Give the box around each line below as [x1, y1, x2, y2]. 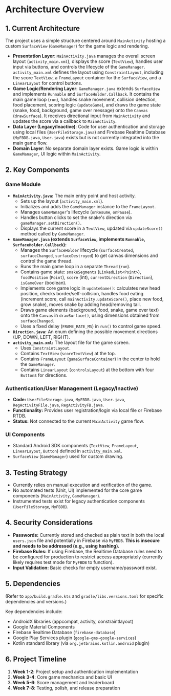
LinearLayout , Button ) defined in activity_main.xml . [12, 448, 123, 454]
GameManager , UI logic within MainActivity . [12, 151, 101, 157]
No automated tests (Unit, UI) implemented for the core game [12, 487, 142, 493]
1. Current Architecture [5, 24, 80, 33]
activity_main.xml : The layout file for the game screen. [12, 339, 130, 345]
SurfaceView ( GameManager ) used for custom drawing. [12, 453, 124, 460]
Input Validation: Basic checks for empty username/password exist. [12, 564, 157, 571]
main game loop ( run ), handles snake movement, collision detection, [12, 96, 157, 102]
